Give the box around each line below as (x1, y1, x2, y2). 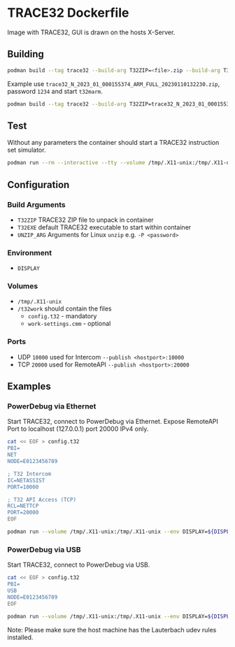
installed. (7, 633, 34, 641)
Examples (7, 381, 51, 392)
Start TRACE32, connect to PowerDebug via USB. (7, 561, 150, 569)
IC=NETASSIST (7, 477, 45, 484)
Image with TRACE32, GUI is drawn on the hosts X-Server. (7, 28, 176, 36)
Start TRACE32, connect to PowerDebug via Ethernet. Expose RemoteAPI (7, 418, 219, 426)
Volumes (7, 281, 38, 291)
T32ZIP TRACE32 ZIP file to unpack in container (17, 215, 154, 224)
